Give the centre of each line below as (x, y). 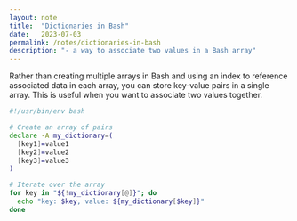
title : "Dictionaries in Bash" (69, 26)
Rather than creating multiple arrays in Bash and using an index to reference (148, 76)
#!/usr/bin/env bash (48, 111)
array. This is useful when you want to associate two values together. (136, 95)
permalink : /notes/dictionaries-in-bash (85, 42)
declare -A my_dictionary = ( (61, 135)
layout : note (33, 17)
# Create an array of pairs (61, 127)
